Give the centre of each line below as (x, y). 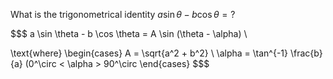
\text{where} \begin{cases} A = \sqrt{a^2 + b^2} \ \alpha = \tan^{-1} (149, 53)
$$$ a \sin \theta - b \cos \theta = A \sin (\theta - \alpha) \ (129, 33)
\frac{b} (306, 53)
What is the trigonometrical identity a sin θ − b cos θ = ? (123, 14)
